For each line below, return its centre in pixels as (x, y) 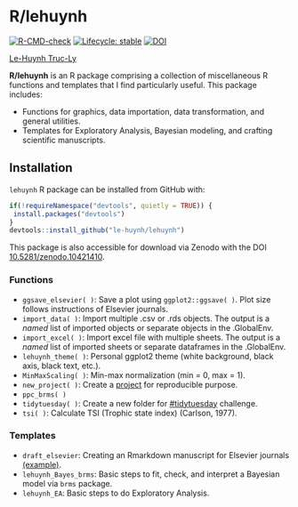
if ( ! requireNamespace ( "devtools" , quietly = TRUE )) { (111, 205)
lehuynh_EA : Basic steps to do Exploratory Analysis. (116, 493)
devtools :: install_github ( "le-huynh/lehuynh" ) (97, 230)
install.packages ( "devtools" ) (69, 214)
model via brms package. (67, 483)
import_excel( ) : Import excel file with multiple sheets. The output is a (151, 337)
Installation (41, 168)
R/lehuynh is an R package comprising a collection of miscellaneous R (139, 75)
